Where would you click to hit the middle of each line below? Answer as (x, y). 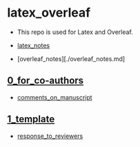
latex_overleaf (49, 13)
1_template (31, 119)
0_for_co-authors (46, 81)
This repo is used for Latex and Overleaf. (75, 32)
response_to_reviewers (50, 136)
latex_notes (33, 45)
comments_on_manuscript (54, 97)
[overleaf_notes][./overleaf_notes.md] (71, 59)
